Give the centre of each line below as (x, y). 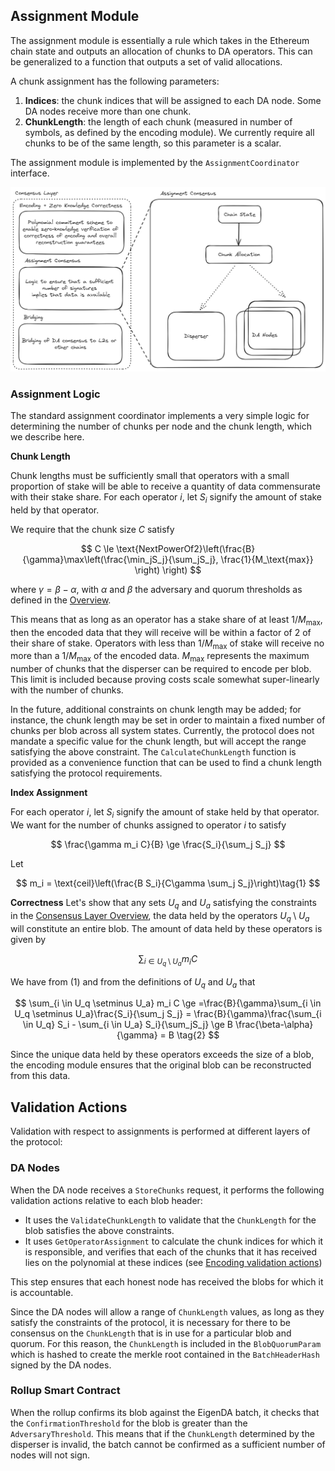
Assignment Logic (55, 394)
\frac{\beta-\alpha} (274, 1025)
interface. (30, 173)
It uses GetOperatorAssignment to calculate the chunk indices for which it (174, 1241)
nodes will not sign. (50, 1455)
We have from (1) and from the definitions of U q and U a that (133, 982)
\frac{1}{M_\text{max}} (267, 559)
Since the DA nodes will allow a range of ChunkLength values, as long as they (167, 1311)
